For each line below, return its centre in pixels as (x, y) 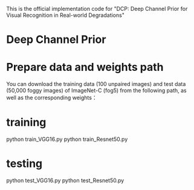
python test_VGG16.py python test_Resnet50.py (65, 180)
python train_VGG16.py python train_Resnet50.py (67, 139)
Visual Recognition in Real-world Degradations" (66, 15)
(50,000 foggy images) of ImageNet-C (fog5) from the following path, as (96, 91)
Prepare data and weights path (85, 67)
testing (24, 164)
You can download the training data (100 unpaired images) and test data (96, 84)
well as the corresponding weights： (52, 98)
